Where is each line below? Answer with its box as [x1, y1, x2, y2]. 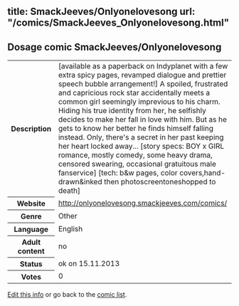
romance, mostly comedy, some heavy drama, [58, 150, 213, 160]
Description [11, 124, 52, 134]
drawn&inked [58, 177, 102, 187]
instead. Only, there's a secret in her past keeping [58, 132, 224, 142]
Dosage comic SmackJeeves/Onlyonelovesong [7, 41, 222, 53]
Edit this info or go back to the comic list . [7, 290, 127, 298]
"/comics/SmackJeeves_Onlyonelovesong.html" [7, 17, 230, 29]
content [17, 246, 45, 255]
